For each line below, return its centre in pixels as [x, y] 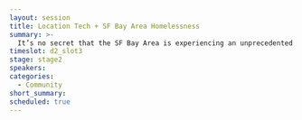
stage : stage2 [36, 60]
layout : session [40, 18]
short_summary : [38, 93]
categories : [32, 77]
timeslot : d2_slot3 [46, 51]
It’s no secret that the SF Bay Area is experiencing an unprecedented [156, 43]
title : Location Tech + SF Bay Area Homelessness [105, 26]
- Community [40, 85]
